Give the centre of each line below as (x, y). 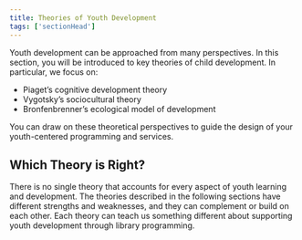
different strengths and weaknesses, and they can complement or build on (149, 206)
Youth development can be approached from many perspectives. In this (144, 52)
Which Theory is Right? (78, 165)
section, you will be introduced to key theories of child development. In (143, 62)
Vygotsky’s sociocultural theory (82, 99)
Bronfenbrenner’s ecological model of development (119, 109)
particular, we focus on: (54, 72)
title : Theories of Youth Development (83, 18)
